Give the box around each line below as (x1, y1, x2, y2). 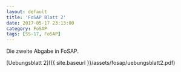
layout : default (6, 8, 47, 15)
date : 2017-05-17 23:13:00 (6, 20, 74, 26)
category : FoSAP (6, 25, 47, 32)
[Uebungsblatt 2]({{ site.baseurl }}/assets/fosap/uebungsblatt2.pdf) (6, 59, 176, 67)
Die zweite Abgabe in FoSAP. (6, 47, 79, 55)
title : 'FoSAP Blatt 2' (6, 14, 67, 20)
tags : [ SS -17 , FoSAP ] (6, 31, 61, 37)
